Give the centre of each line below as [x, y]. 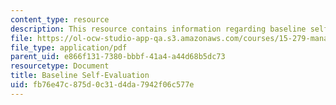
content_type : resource [60, 19]
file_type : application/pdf [69, 47]
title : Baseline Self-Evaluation [80, 76]
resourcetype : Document [60, 66]
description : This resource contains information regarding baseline [158, 29]
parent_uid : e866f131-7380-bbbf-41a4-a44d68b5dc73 [118, 57]
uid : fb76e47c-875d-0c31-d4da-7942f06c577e [102, 85]
